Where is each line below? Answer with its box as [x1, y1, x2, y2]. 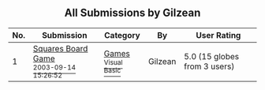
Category [103, 29, 140, 40]
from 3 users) [184, 61, 235, 72]
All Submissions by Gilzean [64, 6, 201, 20]
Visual [103, 58, 124, 66]
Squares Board [32, 43, 88, 54]
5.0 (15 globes [184, 51, 239, 62]
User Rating [196, 29, 241, 40]
